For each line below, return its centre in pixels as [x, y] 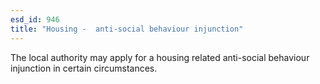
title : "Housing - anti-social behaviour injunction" [127, 29]
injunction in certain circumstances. [84, 68]
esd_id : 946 [35, 19]
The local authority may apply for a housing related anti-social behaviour [160, 57]
